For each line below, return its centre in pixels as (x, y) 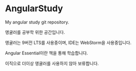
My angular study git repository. (37, 22)
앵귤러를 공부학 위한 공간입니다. (35, 32)
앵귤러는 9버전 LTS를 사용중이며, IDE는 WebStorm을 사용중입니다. (68, 43)
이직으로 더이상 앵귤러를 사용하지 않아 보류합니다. (52, 63)
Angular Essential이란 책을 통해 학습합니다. (47, 53)
